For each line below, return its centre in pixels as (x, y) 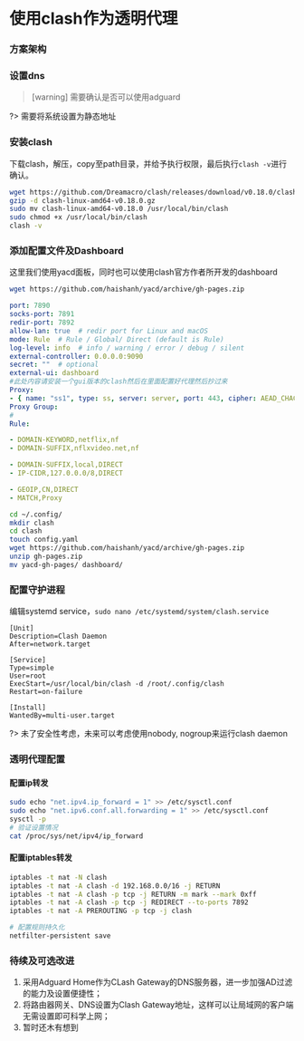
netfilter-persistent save (60, 936)
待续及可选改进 (42, 960)
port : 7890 (30, 306)
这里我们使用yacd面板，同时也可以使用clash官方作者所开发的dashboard (143, 272)
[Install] (28, 708)
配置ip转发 (29, 782)
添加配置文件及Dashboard (66, 251)
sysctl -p (28, 819)
